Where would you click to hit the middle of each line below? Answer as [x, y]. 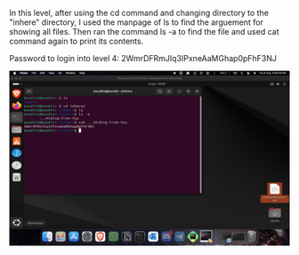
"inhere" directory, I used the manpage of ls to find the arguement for [137, 22]
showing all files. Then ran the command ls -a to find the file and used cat [144, 32]
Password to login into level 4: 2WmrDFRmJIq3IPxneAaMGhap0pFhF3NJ [143, 58]
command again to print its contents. [77, 41]
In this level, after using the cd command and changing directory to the [139, 13]
